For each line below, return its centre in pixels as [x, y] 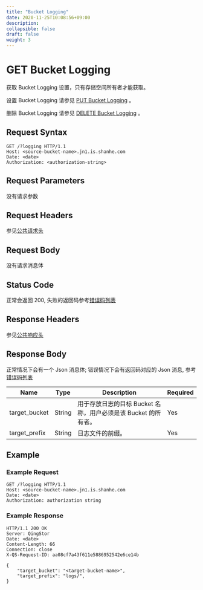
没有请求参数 [22, 196]
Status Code [30, 285]
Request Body [33, 250]
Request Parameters [46, 181]
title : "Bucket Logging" [37, 12]
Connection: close [29, 549]
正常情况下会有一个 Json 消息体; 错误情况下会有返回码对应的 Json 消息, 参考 [101, 369]
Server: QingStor [28, 533]
